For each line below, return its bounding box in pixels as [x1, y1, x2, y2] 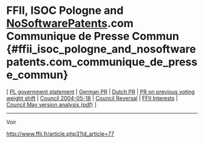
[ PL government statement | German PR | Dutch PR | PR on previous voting [6, 88, 195, 95]
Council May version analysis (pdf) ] [6, 101, 97, 108]
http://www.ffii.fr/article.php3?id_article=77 [6, 130, 114, 137]
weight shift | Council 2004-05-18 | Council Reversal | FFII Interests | [6, 95, 178, 102]
